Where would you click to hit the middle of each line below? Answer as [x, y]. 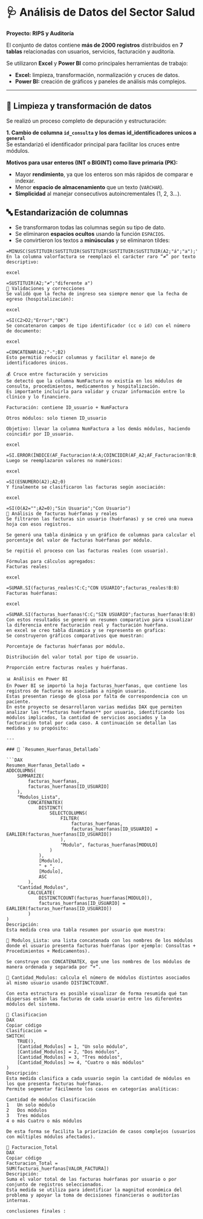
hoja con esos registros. [39, 524]
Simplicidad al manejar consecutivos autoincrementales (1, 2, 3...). [98, 193]
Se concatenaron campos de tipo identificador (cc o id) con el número [98, 326]
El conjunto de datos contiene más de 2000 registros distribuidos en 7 [95, 45]
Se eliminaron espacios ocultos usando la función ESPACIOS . [90, 233]
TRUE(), [27, 1041]
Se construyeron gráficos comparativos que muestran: [76, 636]
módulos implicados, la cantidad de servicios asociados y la [86, 717]
